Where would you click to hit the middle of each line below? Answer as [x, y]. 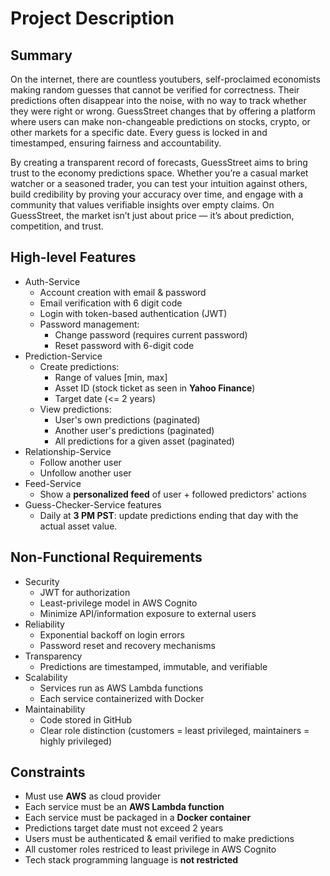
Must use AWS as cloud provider [93, 796]
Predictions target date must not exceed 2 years [124, 828]
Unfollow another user [85, 473]
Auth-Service [52, 281]
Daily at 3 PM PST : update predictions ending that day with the [169, 515]
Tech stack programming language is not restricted [131, 860]
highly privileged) [75, 741]
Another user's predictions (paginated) [134, 430]
